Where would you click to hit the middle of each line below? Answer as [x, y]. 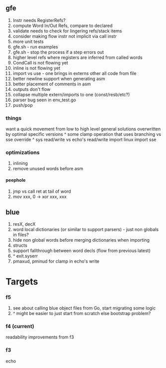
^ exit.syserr [25, 256]
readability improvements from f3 [40, 337]
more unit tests [28, 41]
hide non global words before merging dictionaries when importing [81, 240]
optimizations [23, 153]
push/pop [23, 105]
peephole [16, 180]
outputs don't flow [32, 89]
